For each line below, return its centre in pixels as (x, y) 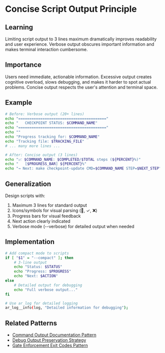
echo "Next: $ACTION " (36, 276)
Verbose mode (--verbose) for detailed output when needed (73, 226)
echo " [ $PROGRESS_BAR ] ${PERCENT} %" (46, 164)
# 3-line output (31, 262)
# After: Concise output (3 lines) (41, 155)
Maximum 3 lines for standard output (50, 205)
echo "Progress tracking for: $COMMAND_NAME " (52, 137)
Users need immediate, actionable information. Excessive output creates (79, 77)
